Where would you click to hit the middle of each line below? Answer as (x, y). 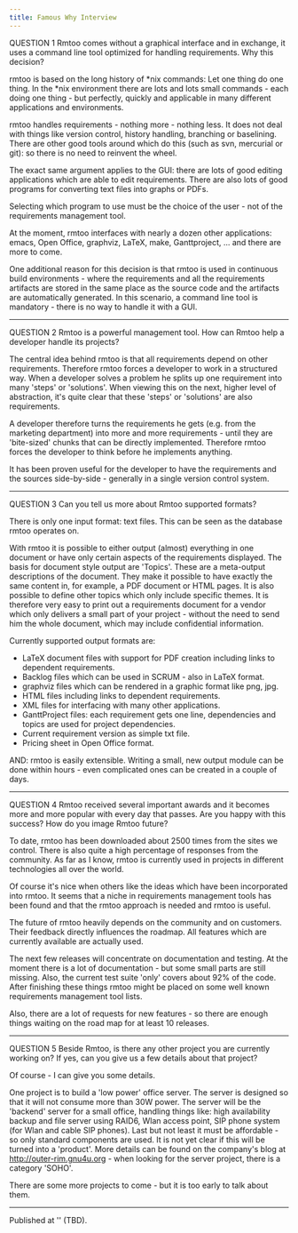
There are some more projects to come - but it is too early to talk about (139, 1185)
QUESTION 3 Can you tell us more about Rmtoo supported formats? (133, 504)
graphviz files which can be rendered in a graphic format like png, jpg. (150, 686)
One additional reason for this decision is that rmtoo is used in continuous (144, 268)
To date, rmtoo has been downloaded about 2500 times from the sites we (143, 840)
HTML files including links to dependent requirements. (121, 695)
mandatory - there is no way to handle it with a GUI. (103, 307)
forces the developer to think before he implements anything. (121, 452)
